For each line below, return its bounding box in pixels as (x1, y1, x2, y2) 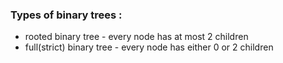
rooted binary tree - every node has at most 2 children (24, 31, 249, 43)
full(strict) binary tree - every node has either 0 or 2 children (24, 41, 274, 53)
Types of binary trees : (10, 8, 123, 22)
